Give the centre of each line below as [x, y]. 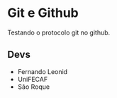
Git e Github [43, 13]
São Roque [34, 87]
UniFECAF [33, 79]
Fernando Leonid [43, 71]
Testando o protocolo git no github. [59, 32]
